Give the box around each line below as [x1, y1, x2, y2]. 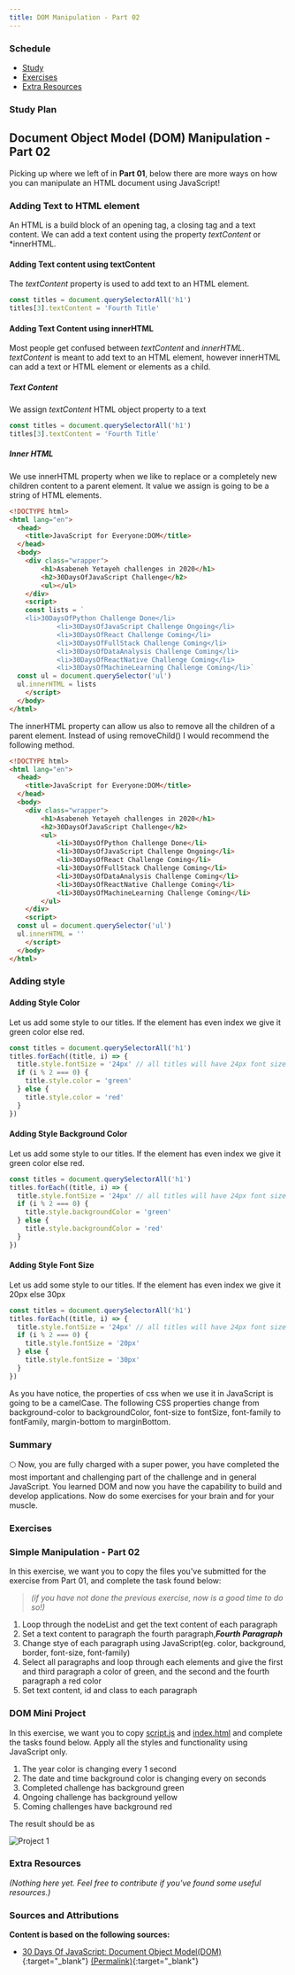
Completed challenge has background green [21, 1782, 185, 1792]
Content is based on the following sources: [9, 1929, 170, 1940]
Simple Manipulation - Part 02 [9, 1545, 140, 1558]
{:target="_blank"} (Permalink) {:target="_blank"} [21, 1956, 199, 1967]
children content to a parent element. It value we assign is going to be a [9, 480, 269, 491]
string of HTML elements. [9, 489, 102, 501]
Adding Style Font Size [9, 1260, 95, 1271]
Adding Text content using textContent [9, 259, 156, 269]
